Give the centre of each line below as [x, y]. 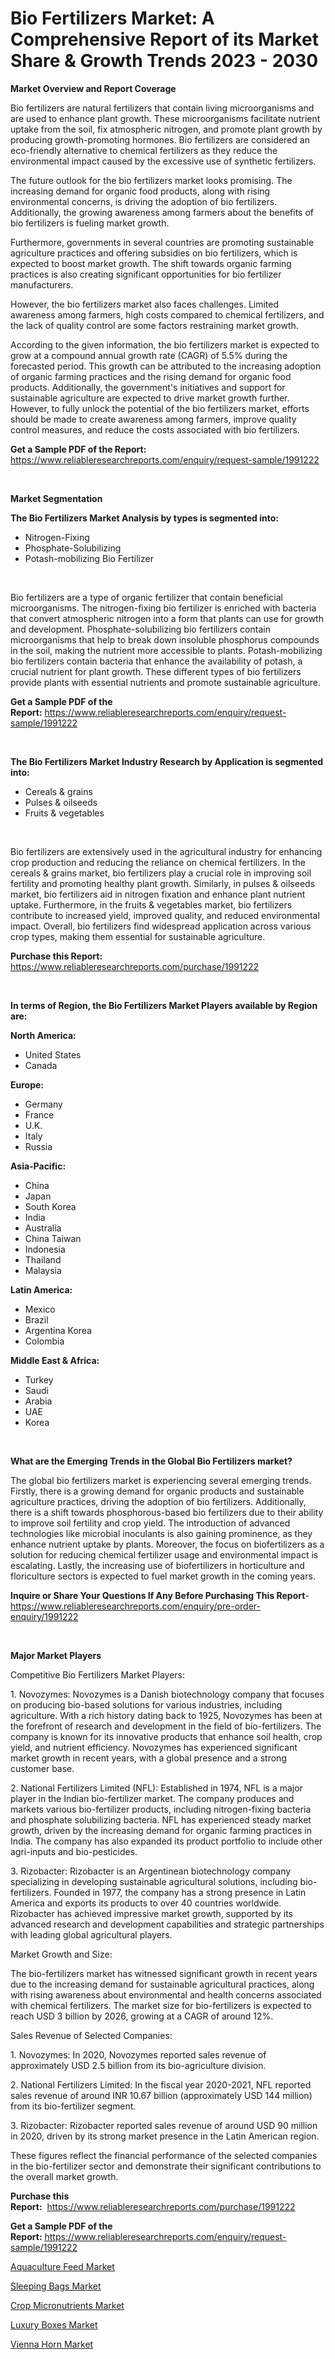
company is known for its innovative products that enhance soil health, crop [166, 1736]
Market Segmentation [56, 498]
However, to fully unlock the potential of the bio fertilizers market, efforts [160, 408]
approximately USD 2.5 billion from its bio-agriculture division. [138, 2065]
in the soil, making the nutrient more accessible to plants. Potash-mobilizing [166, 650]
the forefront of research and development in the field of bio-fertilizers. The [166, 1726]
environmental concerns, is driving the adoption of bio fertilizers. [144, 201]
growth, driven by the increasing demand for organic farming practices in [161, 1830]
